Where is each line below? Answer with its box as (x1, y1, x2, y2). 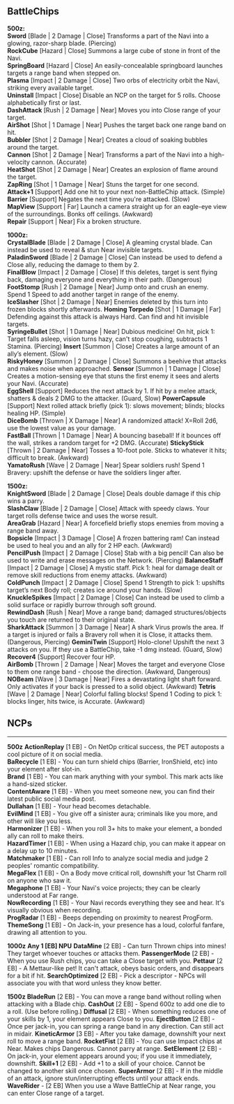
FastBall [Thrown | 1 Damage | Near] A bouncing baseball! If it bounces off (7, 431, 221, 440)
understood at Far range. (7, 891, 79, 899)
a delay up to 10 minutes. (7, 846, 79, 855)
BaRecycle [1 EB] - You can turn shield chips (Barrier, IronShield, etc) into (7, 757, 218, 766)
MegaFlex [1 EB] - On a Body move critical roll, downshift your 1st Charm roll (7, 869, 227, 877)
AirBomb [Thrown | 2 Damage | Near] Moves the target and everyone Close (7, 660, 225, 668)
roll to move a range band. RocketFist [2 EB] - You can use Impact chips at (7, 1037, 223, 1045)
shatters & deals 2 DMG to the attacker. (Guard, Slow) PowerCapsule (7, 394, 206, 402)
